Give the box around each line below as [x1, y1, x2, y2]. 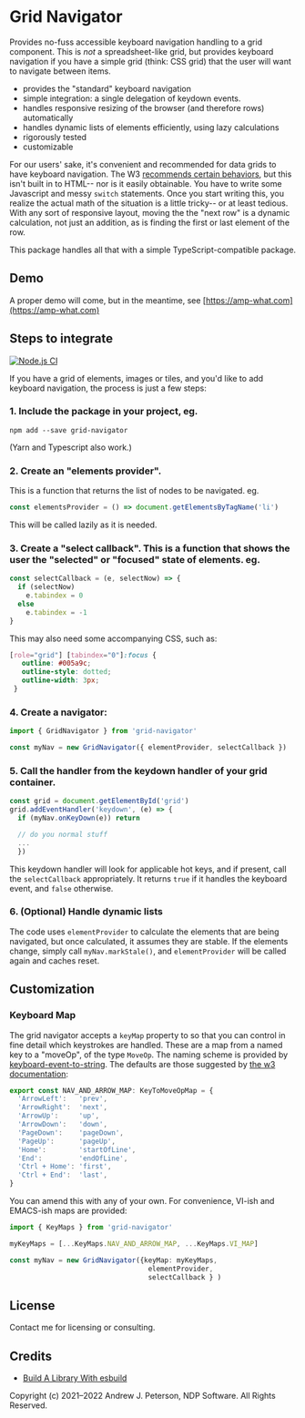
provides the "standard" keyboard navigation [22, 83, 191, 94]
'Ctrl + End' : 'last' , [17, 1170, 107, 1180]
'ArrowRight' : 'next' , [17, 1103, 107, 1112]
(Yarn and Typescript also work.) [9, 442, 132, 453]
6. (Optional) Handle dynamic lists [9, 905, 164, 918]
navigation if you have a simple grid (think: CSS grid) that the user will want [9, 56, 291, 66]
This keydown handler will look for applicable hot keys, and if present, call [9, 863, 287, 874]
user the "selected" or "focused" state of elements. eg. [9, 553, 261, 566]
